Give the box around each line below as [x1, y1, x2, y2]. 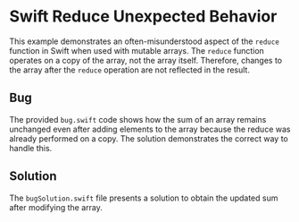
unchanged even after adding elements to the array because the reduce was [9, 124, 291, 134]
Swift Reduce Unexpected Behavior [9, 6, 278, 27]
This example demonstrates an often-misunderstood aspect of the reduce [9, 36, 279, 47]
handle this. [9, 142, 53, 153]
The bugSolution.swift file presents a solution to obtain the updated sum [9, 192, 278, 203]
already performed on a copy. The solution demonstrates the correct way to [9, 132, 288, 144]
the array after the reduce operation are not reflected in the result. [9, 64, 250, 75]
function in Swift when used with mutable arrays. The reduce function [9, 45, 265, 55]
